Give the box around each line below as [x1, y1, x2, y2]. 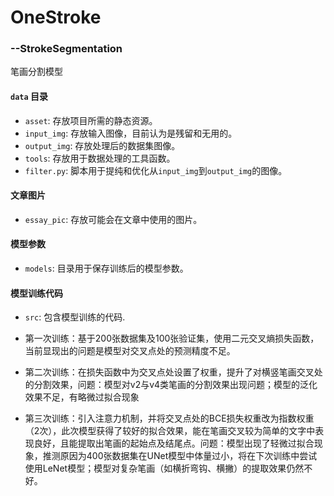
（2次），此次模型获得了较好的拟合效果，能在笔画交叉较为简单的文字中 [24, 425, 316, 437]
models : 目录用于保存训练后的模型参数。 [24, 262, 189, 275]
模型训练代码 [10, 287, 63, 299]
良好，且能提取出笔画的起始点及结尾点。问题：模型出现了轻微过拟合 [33, 437, 315, 450]
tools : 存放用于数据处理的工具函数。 [24, 152, 176, 164]
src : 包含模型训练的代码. [24, 311, 126, 323]
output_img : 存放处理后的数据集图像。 [24, 139, 181, 151]
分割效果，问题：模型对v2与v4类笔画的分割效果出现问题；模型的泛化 [33, 379, 318, 391]
